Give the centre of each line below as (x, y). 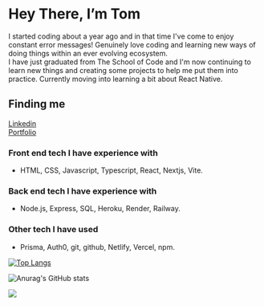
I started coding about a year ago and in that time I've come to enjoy (121, 36)
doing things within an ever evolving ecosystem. (88, 53)
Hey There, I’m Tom (75, 14)
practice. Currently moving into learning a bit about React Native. (116, 79)
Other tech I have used (53, 230)
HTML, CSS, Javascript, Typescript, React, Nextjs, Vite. (111, 170)
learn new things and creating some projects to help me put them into (123, 70)
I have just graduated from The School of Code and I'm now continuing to (130, 62)
